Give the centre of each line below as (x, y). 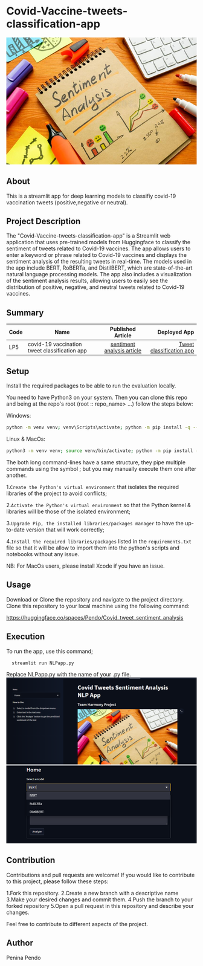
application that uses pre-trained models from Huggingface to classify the (98, 242)
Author (20, 943)
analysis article (123, 350)
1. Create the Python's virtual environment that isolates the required (93, 487)
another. (17, 475)
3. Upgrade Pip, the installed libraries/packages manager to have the (95, 523)
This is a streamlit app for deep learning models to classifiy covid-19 (91, 196)
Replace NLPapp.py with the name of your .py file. (69, 675)
